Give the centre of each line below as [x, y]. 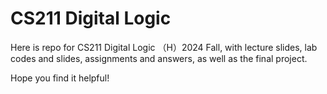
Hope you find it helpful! [60, 78]
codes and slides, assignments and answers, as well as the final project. [159, 58]
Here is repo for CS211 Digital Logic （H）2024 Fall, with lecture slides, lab [164, 47]
